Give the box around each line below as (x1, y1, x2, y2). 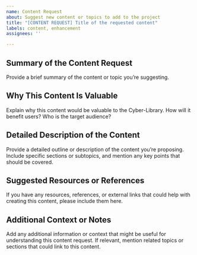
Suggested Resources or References (6, 176, 145, 186)
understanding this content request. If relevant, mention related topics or (6, 237, 184, 244)
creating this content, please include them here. (6, 197, 123, 205)
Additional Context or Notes (6, 215, 112, 225)
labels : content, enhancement (6, 25, 81, 31)
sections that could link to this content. (6, 243, 101, 250)
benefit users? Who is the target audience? (6, 113, 112, 120)
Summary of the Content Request (6, 58, 132, 68)
